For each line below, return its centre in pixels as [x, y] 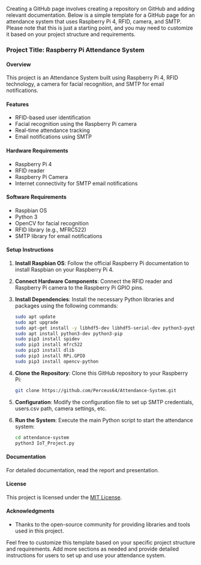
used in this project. [39, 531]
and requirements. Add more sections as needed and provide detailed [92, 549]
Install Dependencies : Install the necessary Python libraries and [94, 299]
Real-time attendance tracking [52, 130]
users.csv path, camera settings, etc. [61, 408]
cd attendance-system [42, 437]
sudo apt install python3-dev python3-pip [69, 334]
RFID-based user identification [53, 117]
